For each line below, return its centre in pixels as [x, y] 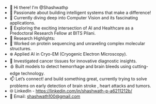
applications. [22, 23]
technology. [33, 73]
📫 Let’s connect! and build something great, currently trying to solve [78, 79]
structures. [20, 49]
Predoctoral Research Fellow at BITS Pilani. [53, 33]
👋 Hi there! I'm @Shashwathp [39, 7]
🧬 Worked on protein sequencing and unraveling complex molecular [77, 43]
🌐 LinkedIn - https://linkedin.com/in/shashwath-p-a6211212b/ [71, 91]
